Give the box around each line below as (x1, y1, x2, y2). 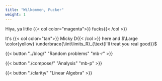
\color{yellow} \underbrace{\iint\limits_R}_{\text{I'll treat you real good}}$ (5, 40, 157, 46)
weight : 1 (5, 12, 26, 17)
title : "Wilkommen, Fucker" (5, 7, 64, 12)
